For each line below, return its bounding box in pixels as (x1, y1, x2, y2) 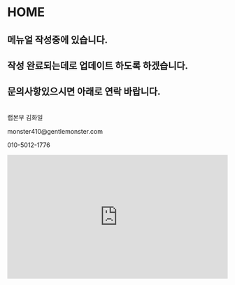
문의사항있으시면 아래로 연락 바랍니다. (7, 85, 161, 98)
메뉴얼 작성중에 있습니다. (7, 34, 108, 46)
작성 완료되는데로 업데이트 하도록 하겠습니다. (7, 60, 189, 71)
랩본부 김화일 (7, 113, 43, 121)
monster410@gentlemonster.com (7, 127, 104, 135)
